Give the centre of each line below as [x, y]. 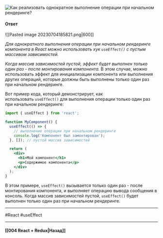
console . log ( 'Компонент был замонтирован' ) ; [59, 136]
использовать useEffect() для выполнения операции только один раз [78, 99]
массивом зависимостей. [32, 55]
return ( [18, 149]
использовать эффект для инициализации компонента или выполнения [79, 74]
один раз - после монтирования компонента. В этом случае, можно [76, 69]
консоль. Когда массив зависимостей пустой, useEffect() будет [72, 196]
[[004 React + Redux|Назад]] [35, 231]
